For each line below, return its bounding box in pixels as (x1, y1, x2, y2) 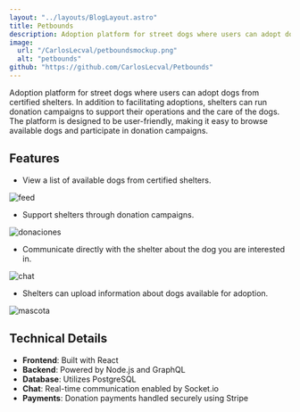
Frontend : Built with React (21, 354, 119, 366)
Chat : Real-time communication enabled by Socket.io (21, 383, 219, 393)
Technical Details (9, 331, 108, 346)
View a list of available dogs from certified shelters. (21, 175, 212, 185)
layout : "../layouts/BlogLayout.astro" (9, 12, 158, 22)
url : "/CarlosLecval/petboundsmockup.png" (17, 46, 178, 55)
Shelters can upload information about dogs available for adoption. (21, 287, 269, 299)
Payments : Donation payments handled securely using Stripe (21, 392, 248, 403)
